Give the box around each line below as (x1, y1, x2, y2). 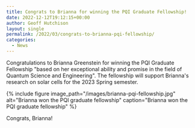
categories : (6, 37, 36, 43)
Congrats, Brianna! (6, 114, 53, 121)
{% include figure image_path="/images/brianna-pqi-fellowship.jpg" (6, 90, 176, 97)
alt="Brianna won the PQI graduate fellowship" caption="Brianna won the (6, 96, 188, 103)
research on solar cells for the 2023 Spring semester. (6, 78, 138, 85)
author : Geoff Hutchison (6, 20, 69, 26)
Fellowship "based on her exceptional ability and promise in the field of (6, 65, 182, 72)
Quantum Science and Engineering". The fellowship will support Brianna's (6, 72, 189, 79)
